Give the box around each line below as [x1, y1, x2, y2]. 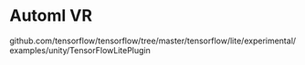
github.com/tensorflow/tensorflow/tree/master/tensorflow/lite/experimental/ [9, 35, 297, 46]
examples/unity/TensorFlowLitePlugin [9, 44, 151, 55]
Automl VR [9, 5, 93, 26]
